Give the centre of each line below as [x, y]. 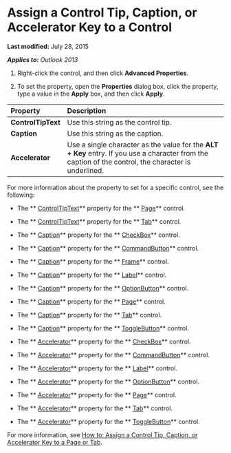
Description [87, 110]
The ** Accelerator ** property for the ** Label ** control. [97, 368]
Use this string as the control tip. [119, 122]
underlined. [86, 170]
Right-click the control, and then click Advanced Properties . [103, 73]
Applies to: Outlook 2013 [43, 59]
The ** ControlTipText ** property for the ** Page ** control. [101, 208]
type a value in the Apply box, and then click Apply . [91, 94]
